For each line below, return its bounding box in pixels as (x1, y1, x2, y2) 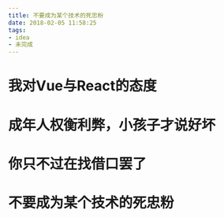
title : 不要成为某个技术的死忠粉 (8, 11, 104, 20)
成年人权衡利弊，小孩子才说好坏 (8, 116, 216, 134)
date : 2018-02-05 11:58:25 (8, 19, 97, 27)
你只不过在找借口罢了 (8, 155, 147, 173)
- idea (8, 33, 30, 42)
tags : (8, 26, 26, 34)
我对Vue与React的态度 (8, 77, 158, 95)
